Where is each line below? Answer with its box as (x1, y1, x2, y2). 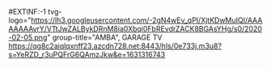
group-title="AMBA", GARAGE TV (52, 32, 163, 42)
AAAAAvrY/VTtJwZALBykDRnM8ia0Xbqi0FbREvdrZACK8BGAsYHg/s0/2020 (8, 24, 263, 33)
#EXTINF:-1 (8, 7, 47, 16)
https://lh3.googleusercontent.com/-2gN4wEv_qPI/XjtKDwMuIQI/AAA (31, 15, 263, 25)
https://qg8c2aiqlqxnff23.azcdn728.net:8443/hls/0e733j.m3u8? (8, 41, 222, 51)
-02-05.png (8, 32, 48, 42)
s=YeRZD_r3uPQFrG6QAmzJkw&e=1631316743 (8, 50, 166, 59)
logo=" (8, 15, 32, 25)
